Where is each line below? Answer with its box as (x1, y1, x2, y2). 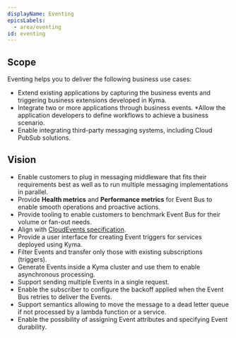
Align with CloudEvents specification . (17, 225, 126, 234)
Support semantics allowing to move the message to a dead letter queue (17, 300, 230, 308)
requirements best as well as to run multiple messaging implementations (17, 180, 228, 188)
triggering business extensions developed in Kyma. (17, 96, 167, 104)
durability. (17, 322, 47, 331)
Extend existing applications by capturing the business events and (17, 89, 211, 97)
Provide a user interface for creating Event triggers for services (17, 232, 203, 241)
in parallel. (17, 188, 48, 196)
